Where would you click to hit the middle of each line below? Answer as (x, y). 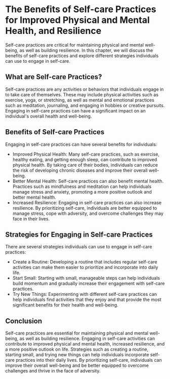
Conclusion (24, 321)
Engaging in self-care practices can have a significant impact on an (75, 110)
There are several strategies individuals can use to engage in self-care (79, 247)
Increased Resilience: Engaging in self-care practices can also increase (87, 202)
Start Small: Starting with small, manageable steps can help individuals (86, 278)
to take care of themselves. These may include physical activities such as (82, 94)
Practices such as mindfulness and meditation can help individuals (82, 186)
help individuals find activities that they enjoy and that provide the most (87, 299)
